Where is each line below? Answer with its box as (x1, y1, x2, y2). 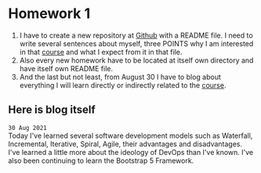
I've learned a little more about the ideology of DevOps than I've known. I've (8, 147, 254, 157)
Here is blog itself (8, 103, 96, 117)
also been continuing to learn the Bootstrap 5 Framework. (8, 156, 194, 165)
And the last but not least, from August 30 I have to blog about (19, 72, 222, 81)
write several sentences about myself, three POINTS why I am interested (19, 38, 254, 48)
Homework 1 (8, 5, 91, 23)
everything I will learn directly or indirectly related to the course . (19, 80, 227, 90)
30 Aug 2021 (8, 124, 47, 132)
